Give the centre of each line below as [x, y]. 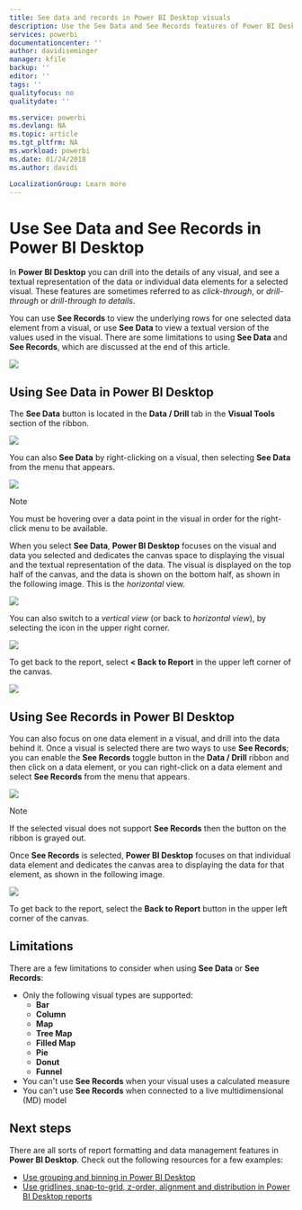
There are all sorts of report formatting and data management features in [144, 1150]
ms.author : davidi [44, 167]
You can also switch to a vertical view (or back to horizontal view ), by [138, 618]
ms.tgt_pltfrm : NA [44, 143]
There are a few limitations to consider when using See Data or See [134, 968]
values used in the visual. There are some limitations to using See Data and [148, 337]
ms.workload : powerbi [50, 151]
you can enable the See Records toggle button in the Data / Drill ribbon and [149, 757]
